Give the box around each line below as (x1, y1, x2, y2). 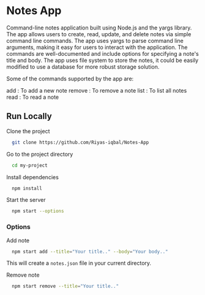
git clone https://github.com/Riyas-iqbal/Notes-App (12, 139, 149, 145)
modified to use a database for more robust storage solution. (6, 63, 160, 71)
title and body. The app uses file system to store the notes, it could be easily (6, 56, 199, 64)
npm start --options (12, 208, 64, 215)
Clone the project (6, 127, 50, 135)
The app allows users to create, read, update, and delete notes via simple (6, 30, 192, 37)
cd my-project (12, 162, 48, 169)
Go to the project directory (6, 150, 73, 158)
